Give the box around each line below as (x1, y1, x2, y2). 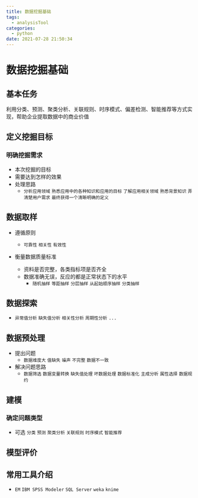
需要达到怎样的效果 (14, 173, 62, 180)
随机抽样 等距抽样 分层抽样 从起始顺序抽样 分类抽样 (32, 280, 140, 287)
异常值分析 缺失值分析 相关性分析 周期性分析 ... (14, 315, 117, 321)
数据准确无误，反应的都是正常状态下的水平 (23, 273, 128, 280)
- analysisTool (11, 20, 49, 25)
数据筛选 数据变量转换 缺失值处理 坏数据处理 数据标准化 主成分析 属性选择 (23, 371, 178, 377)
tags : (6, 14, 20, 20)
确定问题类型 (6, 414, 43, 422)
